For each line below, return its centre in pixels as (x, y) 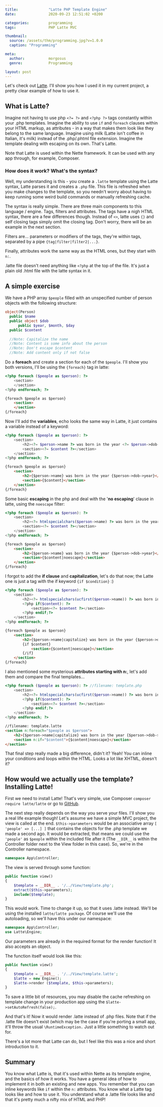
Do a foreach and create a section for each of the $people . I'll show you (76, 362)
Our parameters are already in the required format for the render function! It (81, 942)
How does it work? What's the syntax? (51, 171)
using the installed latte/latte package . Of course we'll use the (69, 913)
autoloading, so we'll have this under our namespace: (58, 919)
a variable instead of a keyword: (37, 427)
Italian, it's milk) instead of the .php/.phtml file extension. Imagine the (74, 139)
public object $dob (29, 321)
